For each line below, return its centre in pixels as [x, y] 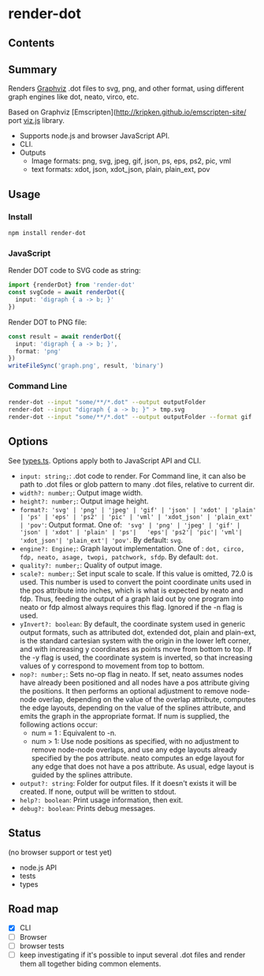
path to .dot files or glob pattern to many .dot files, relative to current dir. [137, 484]
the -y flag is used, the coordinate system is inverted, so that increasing [136, 657]
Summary [33, 69]
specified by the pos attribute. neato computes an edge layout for [138, 757]
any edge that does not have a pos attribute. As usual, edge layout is [143, 766]
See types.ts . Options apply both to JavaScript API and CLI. [105, 460]
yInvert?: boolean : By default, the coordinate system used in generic [132, 623]
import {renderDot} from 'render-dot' [72, 285]
